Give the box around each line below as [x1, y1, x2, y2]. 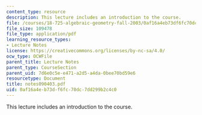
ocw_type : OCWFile [6, 53, 52, 59]
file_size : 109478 [6, 25, 52, 32]
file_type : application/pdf [6, 31, 77, 37]
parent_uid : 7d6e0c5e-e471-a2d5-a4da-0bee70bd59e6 [6, 70, 136, 76]
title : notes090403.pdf [6, 81, 66, 87]
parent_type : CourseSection [6, 64, 77, 71]
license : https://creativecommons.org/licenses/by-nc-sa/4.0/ [6, 48, 165, 54]
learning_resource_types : [6, 37, 71, 43]
